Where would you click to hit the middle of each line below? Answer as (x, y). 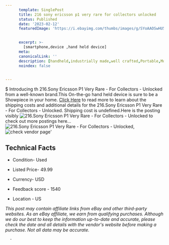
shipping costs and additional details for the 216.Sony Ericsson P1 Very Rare (84, 105)
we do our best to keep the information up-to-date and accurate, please (80, 219)
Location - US (27, 199)
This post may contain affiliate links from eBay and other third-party (76, 208)
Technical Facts (31, 148)
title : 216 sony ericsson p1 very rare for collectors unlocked (87, 15)
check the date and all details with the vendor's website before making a (81, 224)
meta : (24, 52)
